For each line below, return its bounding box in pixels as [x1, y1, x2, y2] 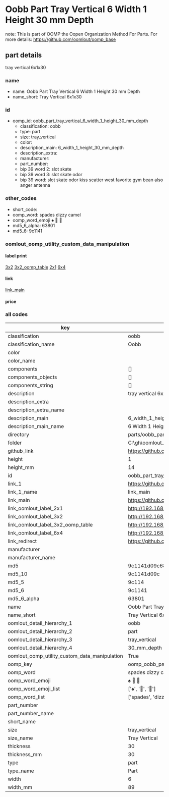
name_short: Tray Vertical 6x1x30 [12, 94, 82, 100]
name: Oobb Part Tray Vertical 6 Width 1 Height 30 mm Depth [12, 88, 140, 94]
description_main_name [8, 422, 64, 430]
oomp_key [8, 660, 33, 667]
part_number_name [8, 710, 54, 717]
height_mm [8, 463, 34, 470]
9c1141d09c [128, 570, 160, 577]
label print [5, 253, 27, 259]
